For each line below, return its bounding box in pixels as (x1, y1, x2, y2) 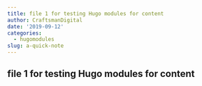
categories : (7, 29, 42, 37)
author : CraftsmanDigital (7, 17, 82, 24)
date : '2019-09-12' (7, 23, 64, 30)
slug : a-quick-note (7, 42, 64, 49)
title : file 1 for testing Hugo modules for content (7, 10, 164, 17)
